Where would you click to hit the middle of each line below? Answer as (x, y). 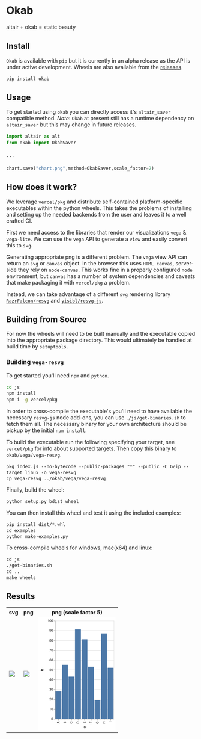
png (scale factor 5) (77, 612)
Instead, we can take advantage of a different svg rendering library (88, 294)
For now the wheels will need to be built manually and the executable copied (101, 334)
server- (184, 263)
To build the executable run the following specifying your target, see (91, 442)
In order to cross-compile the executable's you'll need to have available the (99, 411)
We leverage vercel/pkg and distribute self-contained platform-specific (94, 202)
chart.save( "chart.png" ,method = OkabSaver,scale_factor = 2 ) (80, 168)
